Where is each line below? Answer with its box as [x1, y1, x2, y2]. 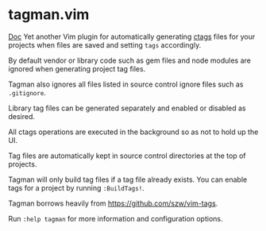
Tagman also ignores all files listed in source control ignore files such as [8, 79, 244, 89]
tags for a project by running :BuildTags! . [8, 183, 145, 192]
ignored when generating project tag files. [8, 64, 146, 73]
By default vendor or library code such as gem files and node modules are [8, 56, 252, 65]
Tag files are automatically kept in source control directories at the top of [8, 151, 246, 160]
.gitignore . [8, 87, 46, 97]
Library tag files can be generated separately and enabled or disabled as [8, 103, 246, 113]
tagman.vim [8, 6, 90, 24]
